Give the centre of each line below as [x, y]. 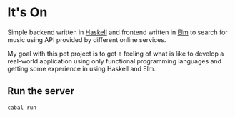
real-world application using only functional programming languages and [115, 61]
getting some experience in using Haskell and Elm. [81, 68]
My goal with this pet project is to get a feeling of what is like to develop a [116, 54]
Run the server [41, 91]
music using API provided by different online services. [87, 39]
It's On [27, 12]
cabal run [22, 108]
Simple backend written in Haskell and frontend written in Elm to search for [117, 32]
